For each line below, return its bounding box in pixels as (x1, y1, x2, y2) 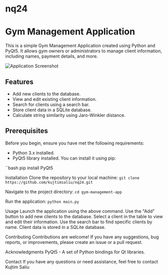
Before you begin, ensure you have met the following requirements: (5, 140, 144, 146)
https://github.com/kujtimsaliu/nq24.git (5, 180, 93, 185)
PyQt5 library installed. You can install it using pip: (12, 155, 116, 161)
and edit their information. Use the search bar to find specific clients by (5, 219, 152, 225)
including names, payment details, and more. (5, 53, 98, 59)
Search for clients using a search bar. (12, 101, 90, 107)
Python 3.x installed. (12, 150, 55, 156)
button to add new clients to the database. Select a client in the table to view (5, 213, 163, 219)
